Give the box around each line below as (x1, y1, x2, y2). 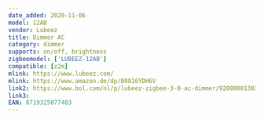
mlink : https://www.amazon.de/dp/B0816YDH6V (8, 77, 156, 85)
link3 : (8, 92, 30, 99)
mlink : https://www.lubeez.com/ (8, 70, 114, 78)
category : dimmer (8, 41, 65, 49)
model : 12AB (8, 19, 47, 27)
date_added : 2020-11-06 (8, 11, 86, 20)
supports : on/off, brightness (8, 48, 108, 56)
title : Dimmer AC (8, 33, 65, 41)
